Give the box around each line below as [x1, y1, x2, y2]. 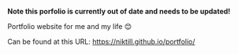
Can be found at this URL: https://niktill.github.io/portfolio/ [7, 37, 195, 46]
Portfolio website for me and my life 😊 [7, 22, 132, 31]
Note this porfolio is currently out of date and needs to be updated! [7, 7, 231, 16]
